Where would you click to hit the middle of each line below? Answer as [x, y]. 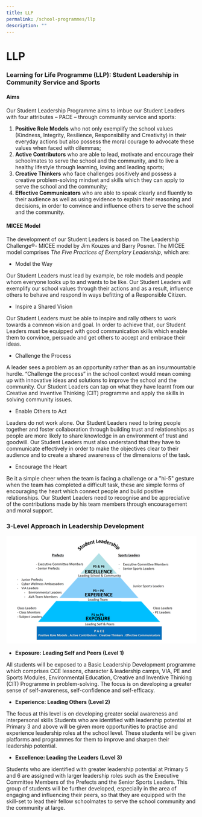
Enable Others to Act [41, 411]
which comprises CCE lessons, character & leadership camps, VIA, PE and [99, 671]
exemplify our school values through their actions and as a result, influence [99, 288]
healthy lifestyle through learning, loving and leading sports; [90, 167]
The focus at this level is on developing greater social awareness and [92, 714]
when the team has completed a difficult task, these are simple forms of [96, 485]
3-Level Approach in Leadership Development [75, 526]
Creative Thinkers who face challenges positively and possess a [96, 173]
